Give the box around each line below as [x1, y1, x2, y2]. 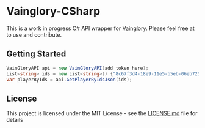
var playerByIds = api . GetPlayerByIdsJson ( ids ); [6, 77, 132, 83]
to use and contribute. [6, 31, 62, 38]
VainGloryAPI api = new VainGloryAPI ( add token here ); [6, 65, 149, 71]
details [6, 116, 23, 124]
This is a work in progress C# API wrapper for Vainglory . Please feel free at [6, 24, 195, 32]
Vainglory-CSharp [6, 4, 101, 18]
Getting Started [6, 49, 67, 59]
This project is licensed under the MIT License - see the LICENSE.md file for [6, 110, 198, 117]
